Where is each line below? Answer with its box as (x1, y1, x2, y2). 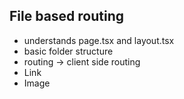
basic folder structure (23, 45, 114, 57)
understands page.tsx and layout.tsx (23, 34, 175, 46)
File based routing (9, 8, 125, 25)
